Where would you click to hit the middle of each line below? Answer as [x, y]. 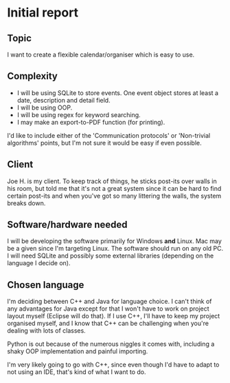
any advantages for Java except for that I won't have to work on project [108, 309]
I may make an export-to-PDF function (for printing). [91, 122]
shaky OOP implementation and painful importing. [78, 351]
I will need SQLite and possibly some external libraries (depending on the [111, 256]
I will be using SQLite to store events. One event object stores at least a [117, 93]
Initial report [43, 13]
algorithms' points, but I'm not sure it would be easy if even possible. [104, 143]
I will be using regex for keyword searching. [79, 114]
